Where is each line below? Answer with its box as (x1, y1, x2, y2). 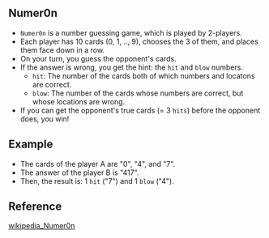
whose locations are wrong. (32, 96, 126, 106)
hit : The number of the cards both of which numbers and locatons (32, 70, 255, 80)
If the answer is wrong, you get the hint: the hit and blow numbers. (19, 62, 243, 72)
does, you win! (19, 113, 70, 124)
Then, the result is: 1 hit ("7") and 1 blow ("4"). (19, 176, 174, 185)
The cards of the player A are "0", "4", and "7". (19, 159, 176, 168)
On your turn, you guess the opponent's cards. (19, 53, 177, 63)
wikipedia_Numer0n (8, 221, 75, 231)
